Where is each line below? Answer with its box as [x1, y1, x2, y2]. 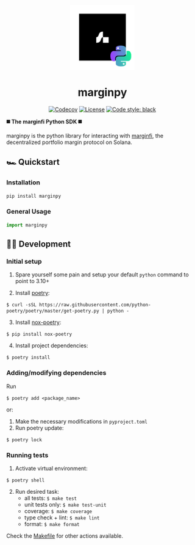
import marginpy [6, 222, 48, 228]
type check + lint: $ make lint [24, 514, 100, 521]
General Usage [6, 208, 51, 216]
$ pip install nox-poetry [6, 331, 72, 337]
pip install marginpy [6, 193, 62, 199]
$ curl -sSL [6, 302, 37, 308]
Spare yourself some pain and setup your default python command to [15, 271, 189, 278]
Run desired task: [15, 488, 60, 495]
